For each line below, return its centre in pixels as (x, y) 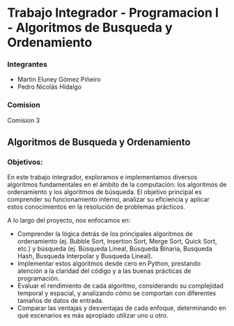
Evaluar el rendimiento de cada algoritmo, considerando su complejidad (120, 286)
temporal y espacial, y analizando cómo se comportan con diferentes (117, 293)
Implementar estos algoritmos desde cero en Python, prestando (109, 264)
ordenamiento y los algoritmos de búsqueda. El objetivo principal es (104, 192)
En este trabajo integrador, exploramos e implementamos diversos (102, 177)
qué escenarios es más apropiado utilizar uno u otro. (93, 316)
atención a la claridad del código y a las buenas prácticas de (104, 271)
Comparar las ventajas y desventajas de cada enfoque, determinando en (122, 308)
